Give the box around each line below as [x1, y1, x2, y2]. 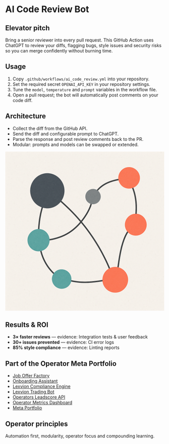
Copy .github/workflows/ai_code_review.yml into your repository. [12, 76, 150, 82]
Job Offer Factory [12, 373, 50, 379]
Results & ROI [5, 321, 49, 329]
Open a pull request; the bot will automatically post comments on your [12, 92, 159, 98]
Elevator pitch [5, 24, 50, 32]
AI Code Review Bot [5, 4, 89, 15]
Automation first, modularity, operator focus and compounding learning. [5, 433, 155, 439]
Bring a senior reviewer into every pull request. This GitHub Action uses [5, 37, 154, 43]
